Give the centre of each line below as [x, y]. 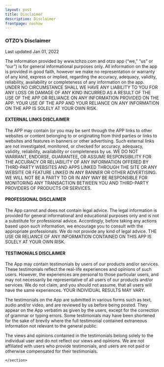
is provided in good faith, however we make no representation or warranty [80, 72]
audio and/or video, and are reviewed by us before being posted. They [77, 305]
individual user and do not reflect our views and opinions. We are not [75, 341]
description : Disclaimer [30, 19]
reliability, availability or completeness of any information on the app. [75, 82]
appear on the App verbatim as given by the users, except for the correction [82, 310]
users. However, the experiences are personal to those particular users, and [82, 275]
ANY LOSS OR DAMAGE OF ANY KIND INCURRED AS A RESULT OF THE [78, 92]
